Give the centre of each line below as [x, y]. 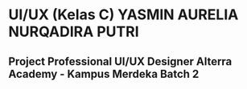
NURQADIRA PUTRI [74, 32]
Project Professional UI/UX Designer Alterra [120, 61]
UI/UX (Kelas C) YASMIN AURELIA [123, 15]
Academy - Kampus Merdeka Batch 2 [104, 74]
